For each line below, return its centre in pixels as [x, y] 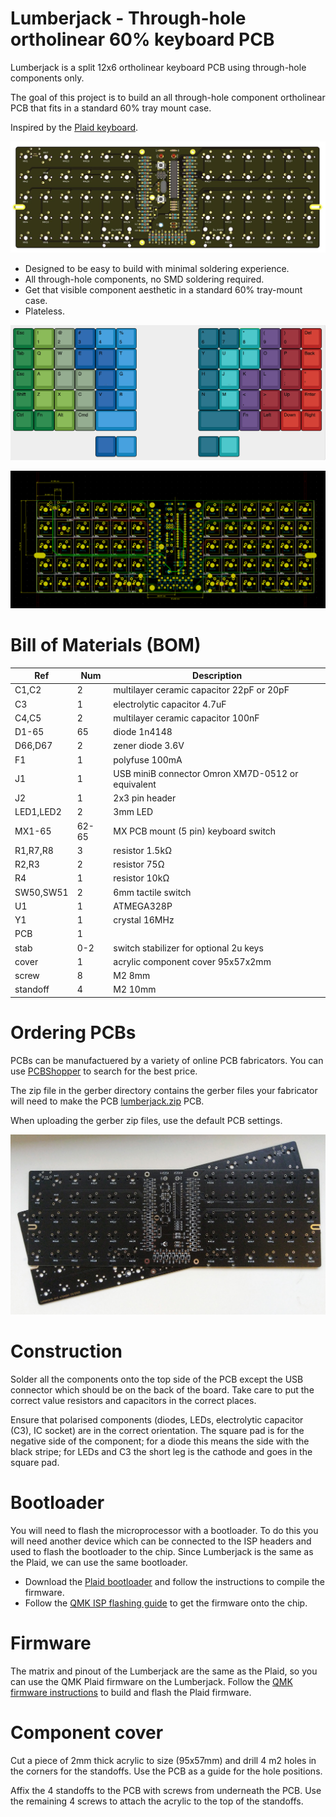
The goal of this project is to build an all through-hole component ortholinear [168, 97]
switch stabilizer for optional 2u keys [188, 948]
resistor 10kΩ [141, 878]
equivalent [135, 784]
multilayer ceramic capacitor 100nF [186, 718]
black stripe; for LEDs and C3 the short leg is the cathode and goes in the [161, 1451]
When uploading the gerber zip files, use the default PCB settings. [146, 1120]
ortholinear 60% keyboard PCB [142, 39]
